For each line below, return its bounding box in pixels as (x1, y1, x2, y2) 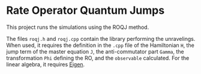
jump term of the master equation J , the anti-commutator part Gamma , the (6, 48, 184, 55)
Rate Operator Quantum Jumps (6, 4, 165, 17)
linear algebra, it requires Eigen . (6, 61, 85, 68)
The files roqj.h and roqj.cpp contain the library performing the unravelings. (6, 35, 196, 42)
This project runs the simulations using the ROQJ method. (6, 23, 149, 31)
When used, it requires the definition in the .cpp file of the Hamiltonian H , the (6, 42, 195, 49)
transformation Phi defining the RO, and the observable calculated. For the (6, 54, 190, 61)
